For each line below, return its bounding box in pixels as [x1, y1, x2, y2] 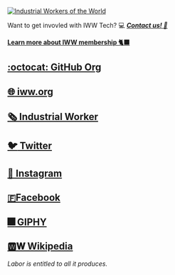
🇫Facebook [7, 191, 60, 204]
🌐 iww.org [7, 86, 53, 98]
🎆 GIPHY [7, 216, 48, 228]
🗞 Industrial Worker [7, 111, 98, 123]
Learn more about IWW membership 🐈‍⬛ [7, 38, 130, 46]
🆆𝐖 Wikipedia [7, 240, 73, 253]
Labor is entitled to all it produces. [7, 259, 108, 268]
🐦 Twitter [7, 139, 52, 151]
